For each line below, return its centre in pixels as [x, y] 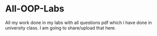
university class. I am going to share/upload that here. [60, 27]
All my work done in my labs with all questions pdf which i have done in [79, 22]
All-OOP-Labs [35, 9]
